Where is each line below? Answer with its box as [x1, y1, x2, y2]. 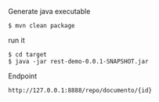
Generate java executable [8, 7, 91, 16]
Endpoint [8, 71, 38, 81]
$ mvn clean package [8, 22, 76, 30]
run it [8, 35, 25, 45]
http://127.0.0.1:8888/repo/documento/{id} [8, 86, 153, 94]
